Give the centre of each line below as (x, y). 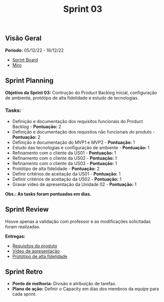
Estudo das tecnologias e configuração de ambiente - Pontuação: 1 (81, 147)
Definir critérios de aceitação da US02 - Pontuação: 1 (67, 179)
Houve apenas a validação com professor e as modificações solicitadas (78, 221)
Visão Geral (23, 38)
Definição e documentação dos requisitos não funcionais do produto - (83, 131)
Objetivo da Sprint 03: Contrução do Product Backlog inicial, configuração (81, 92)
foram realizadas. (23, 226)
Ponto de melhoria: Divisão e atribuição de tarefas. (64, 284)
